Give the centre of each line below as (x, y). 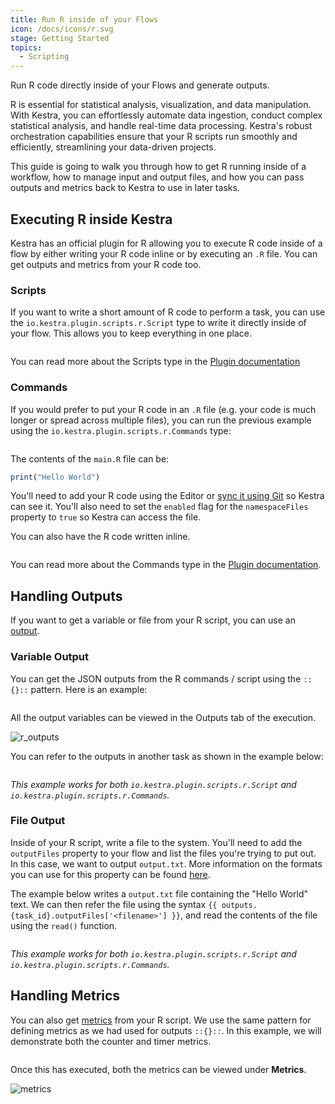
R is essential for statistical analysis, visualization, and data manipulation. (161, 105)
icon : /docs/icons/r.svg (62, 29)
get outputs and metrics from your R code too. (106, 264)
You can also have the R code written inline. (100, 537)
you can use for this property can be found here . (110, 874)
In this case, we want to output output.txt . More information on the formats (166, 863)
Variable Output (50, 657)
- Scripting (44, 57)
